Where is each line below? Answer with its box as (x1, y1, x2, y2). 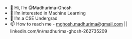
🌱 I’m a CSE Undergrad (10, 15, 58, 21)
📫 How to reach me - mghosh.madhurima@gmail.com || (10, 21, 127, 27)
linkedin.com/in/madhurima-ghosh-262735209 (10, 28, 108, 34)
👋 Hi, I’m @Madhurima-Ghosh (10, 5, 72, 10)
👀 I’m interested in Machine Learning (10, 10, 86, 16)
